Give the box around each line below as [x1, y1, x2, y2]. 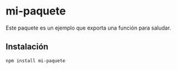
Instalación [5, 42, 49, 52]
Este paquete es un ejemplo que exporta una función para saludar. [5, 24, 172, 31]
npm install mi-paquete [5, 57, 66, 64]
